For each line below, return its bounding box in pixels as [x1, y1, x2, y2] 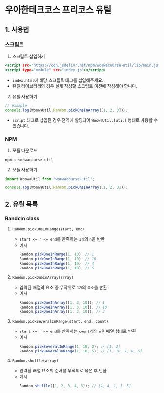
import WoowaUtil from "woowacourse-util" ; [5, 176, 95, 181]
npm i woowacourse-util [5, 157, 54, 162]
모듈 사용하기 [12, 166, 38, 172]
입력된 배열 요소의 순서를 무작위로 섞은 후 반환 [19, 367, 107, 373]
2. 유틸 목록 [5, 200, 38, 208]
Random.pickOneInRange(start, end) [12, 227, 85, 232]
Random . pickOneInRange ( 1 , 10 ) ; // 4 [19, 261, 94, 266]
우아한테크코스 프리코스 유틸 [5, 4, 112, 16]
